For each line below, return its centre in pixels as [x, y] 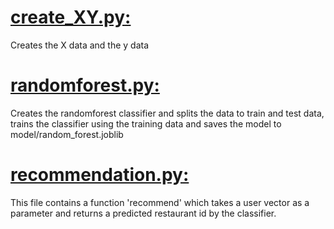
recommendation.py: [100, 175]
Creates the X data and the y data [80, 45]
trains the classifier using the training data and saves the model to [146, 123]
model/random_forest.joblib [67, 134]
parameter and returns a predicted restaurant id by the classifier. [143, 213]
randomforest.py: [85, 85]
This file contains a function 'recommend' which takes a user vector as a [160, 202]
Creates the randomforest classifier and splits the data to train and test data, [167, 113]
